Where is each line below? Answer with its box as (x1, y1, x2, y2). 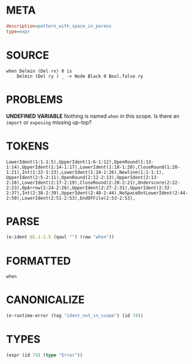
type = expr (6, 28, 31, 34)
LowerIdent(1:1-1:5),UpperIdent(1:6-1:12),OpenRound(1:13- (6, 159, 154, 165)
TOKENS (6, 139, 49, 152)
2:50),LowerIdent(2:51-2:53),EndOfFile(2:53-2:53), (6, 195, 135, 201)
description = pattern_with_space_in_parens (6, 23, 112, 29)
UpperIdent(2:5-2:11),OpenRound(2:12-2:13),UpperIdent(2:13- (6, 174, 159, 180)
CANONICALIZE (6, 293, 85, 307)
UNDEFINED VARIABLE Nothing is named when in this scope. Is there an (6, 112, 179, 119)
